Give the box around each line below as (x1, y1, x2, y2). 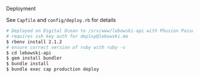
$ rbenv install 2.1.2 (6, 38, 62, 45)
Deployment (6, 5, 36, 12)
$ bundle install (6, 61, 49, 67)
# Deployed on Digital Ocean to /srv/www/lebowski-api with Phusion (6, 28, 179, 34)
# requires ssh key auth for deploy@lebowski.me (6, 33, 129, 39)
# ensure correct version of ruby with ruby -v (6, 44, 126, 50)
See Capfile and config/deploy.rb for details (6, 17, 117, 23)
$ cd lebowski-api (6, 50, 52, 56)
